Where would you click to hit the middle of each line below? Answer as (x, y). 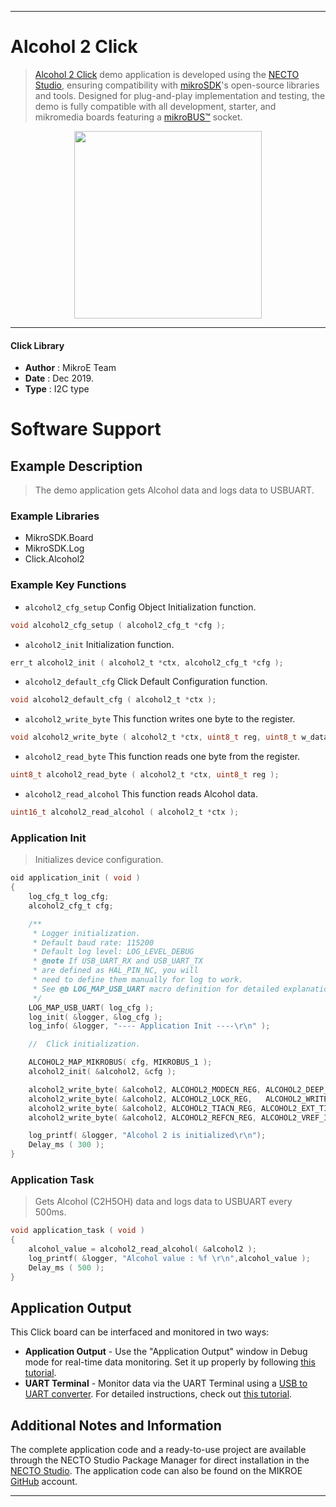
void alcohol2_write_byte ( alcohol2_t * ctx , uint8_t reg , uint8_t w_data (169, 737)
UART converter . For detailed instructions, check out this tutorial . (158, 1394)
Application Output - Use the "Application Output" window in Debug (166, 1352)
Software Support (86, 429)
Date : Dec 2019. (59, 378)
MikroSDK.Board (59, 538)
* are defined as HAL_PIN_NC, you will (115, 971)
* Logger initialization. (86, 933)
